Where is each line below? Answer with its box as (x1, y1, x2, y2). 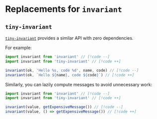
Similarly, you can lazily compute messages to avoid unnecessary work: (5, 81, 153, 87)
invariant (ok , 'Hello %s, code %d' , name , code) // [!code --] (5, 68, 139, 73)
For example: (5, 45, 32, 51)
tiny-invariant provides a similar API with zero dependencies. (5, 35, 134, 41)
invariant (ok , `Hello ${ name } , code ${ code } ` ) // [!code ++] (5, 72, 135, 77)
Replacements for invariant (5, 3, 123, 15)
